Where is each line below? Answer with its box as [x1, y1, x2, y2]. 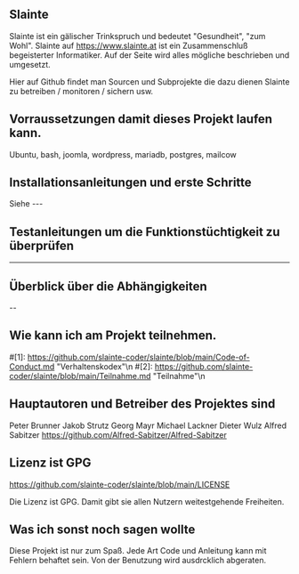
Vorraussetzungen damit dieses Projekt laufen [9, 111, 273, 127]
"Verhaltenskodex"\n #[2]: [56, 360, 153, 372]
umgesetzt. [9, 59, 51, 69]
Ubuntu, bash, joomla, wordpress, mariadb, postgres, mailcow [9, 149, 238, 159]
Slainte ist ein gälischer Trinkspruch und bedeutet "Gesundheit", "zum [9, 30, 266, 41]
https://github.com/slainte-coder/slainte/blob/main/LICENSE [9, 479, 230, 489]
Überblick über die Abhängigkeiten [9, 279, 207, 294]
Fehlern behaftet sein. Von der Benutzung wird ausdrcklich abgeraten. [9, 555, 267, 566]
